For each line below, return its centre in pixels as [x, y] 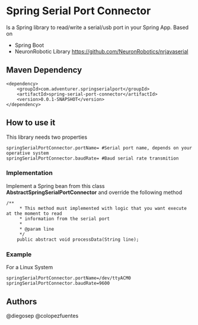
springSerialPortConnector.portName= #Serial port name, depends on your [99, 148]
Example [19, 254]
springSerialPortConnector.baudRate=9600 [58, 283]
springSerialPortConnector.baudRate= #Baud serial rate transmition [92, 158]
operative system [28, 153]
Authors [22, 302]
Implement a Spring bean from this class [55, 186]
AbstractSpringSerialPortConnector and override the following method [94, 192]
